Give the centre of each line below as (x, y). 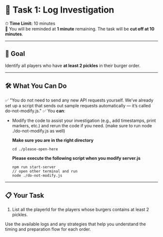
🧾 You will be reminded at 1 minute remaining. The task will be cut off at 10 (80, 29)
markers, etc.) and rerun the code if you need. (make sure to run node (82, 125)
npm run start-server (34, 167)
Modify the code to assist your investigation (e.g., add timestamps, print (84, 120)
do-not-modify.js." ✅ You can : (35, 111)
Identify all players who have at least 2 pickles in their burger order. (73, 66)
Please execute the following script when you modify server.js (76, 158)
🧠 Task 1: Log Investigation (60, 10)
